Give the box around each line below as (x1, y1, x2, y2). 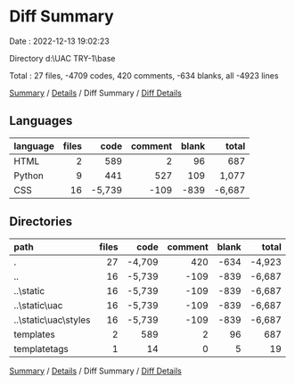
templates (13, 328, 55, 340)
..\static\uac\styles (13, 314, 91, 326)
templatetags (13, 342, 70, 355)
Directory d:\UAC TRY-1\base (9, 53, 116, 63)
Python (13, 169, 45, 182)
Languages (9, 113, 73, 128)
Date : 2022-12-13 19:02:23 (9, 36, 110, 46)
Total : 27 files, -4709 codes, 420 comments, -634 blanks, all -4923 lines (9, 70, 279, 81)
